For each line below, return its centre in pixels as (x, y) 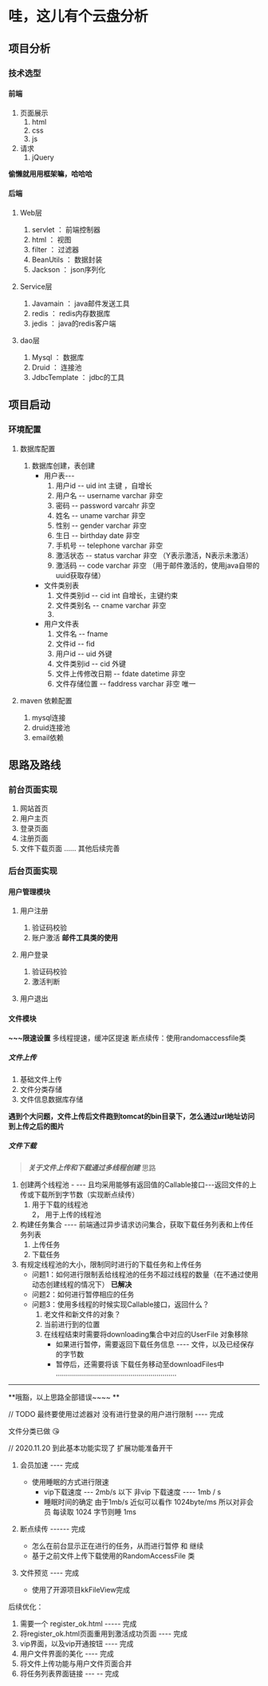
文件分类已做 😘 (34, 1431)
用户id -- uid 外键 (84, 653)
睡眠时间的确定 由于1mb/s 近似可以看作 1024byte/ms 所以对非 (145, 1502)
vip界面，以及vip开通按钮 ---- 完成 (77, 1643)
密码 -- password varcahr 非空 (105, 505)
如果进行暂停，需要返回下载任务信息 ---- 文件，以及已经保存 (155, 1344)
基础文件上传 (41, 1079)
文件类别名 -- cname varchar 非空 (111, 605)
